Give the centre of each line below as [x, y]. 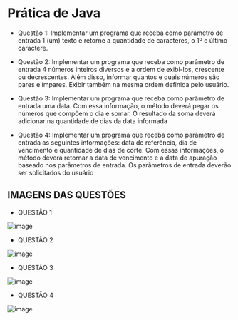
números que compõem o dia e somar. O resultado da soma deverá [117, 113]
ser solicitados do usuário [56, 172]
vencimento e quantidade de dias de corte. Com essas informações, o [121, 150]
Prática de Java [54, 13]
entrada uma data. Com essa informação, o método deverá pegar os [118, 105]
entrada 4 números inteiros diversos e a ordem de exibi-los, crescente [121, 69]
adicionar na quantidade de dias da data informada [92, 121]
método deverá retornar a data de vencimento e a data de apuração [117, 158]
